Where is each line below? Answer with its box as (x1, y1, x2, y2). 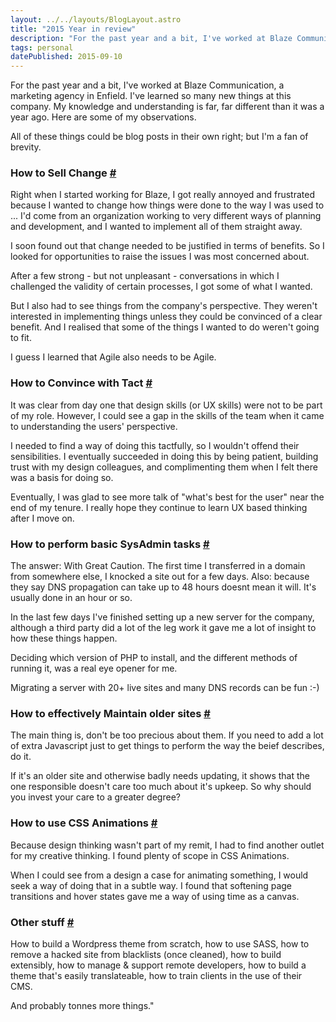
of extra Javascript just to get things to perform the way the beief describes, (10, 740, 325, 752)
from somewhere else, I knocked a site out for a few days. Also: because (10, 571, 310, 583)
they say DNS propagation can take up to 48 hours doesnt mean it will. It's (10, 581, 317, 593)
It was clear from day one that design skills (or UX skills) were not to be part (10, 399, 323, 411)
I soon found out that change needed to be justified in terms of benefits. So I (10, 240, 325, 252)
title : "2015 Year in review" (10, 24, 137, 34)
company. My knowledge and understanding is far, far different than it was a (10, 101, 325, 113)
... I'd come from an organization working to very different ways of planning (10, 210, 322, 222)
